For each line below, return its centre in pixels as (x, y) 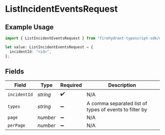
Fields (15, 71)
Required (71, 85)
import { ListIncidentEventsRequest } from (50, 38)
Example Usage (29, 27)
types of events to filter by (117, 110)
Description (122, 85)
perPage (16, 125)
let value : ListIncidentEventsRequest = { (49, 47)
